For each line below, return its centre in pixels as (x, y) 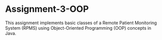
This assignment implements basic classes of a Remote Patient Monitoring (81, 23)
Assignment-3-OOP (47, 9)
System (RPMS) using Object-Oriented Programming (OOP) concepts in (78, 28)
